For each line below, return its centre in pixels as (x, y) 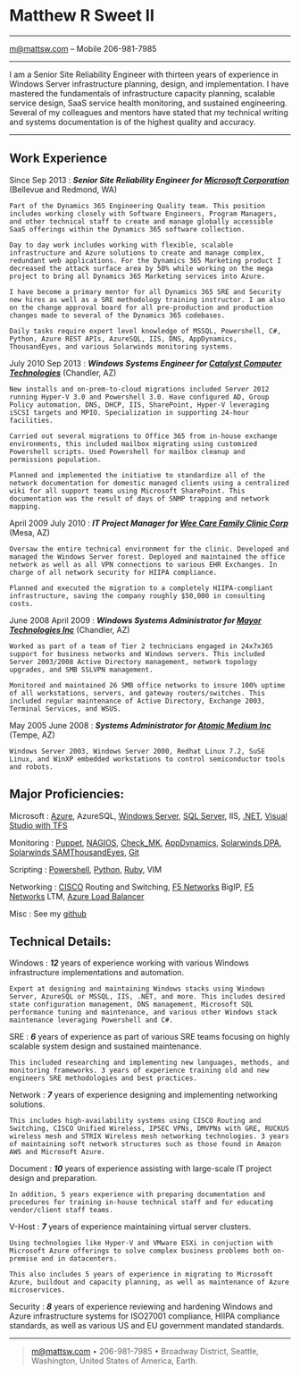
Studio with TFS (39, 825)
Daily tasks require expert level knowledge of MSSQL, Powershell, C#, (145, 331)
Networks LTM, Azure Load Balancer (77, 896)
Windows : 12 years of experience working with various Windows (129, 963)
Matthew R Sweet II (82, 16)
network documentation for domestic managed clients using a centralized (150, 483)
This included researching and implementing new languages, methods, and (150, 1063)
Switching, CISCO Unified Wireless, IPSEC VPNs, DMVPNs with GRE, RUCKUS (150, 1129)
